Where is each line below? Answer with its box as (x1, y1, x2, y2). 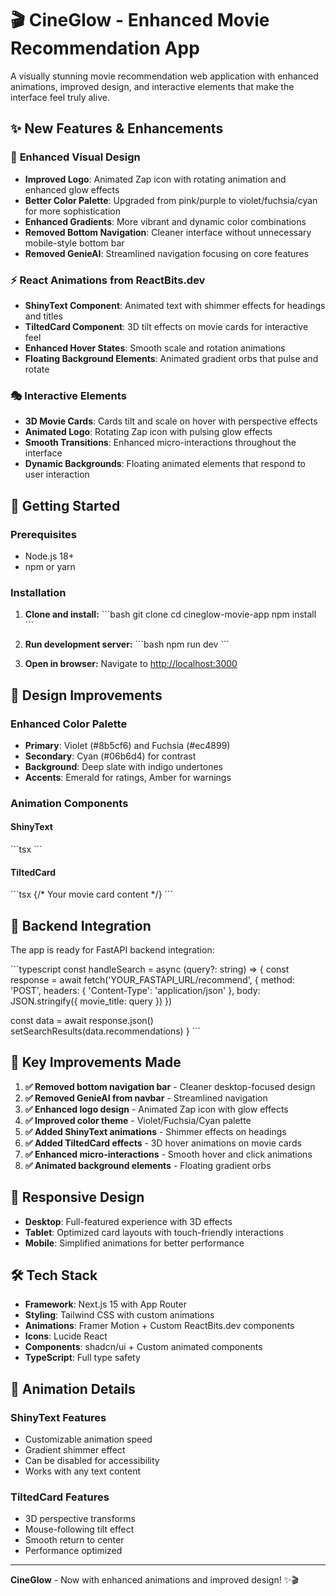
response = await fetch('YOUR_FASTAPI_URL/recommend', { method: (10, 974, 295, 986)
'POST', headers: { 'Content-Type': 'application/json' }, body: (10, 985, 261, 997)
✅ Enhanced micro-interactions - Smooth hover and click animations (24, 1148, 313, 1160)
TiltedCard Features (10, 1490, 110, 1504)
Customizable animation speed (24, 1433, 153, 1446)
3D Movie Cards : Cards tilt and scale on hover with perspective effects (24, 415, 318, 427)
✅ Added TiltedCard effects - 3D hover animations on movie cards (24, 1137, 302, 1149)
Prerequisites (10, 527, 77, 541)
